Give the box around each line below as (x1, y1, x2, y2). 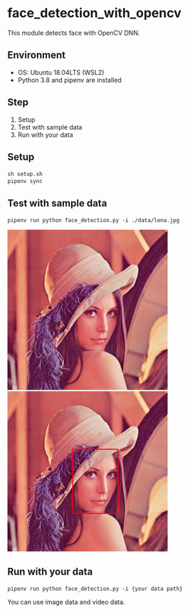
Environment (7, 49, 66, 61)
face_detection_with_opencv (7, 5, 181, 21)
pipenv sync (7, 178, 43, 185)
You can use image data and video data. (7, 598, 126, 606)
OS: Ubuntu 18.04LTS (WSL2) (17, 68, 105, 76)
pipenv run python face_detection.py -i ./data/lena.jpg (7, 217, 180, 224)
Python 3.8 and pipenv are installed (17, 75, 122, 84)
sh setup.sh (7, 171, 43, 178)
